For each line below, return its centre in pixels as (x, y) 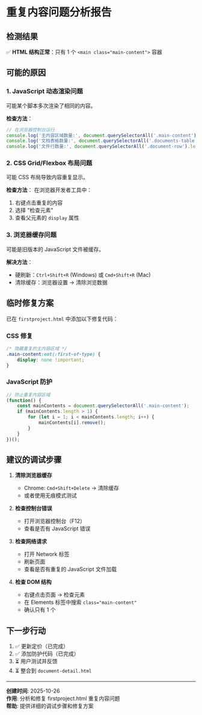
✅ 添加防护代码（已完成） (47, 654)
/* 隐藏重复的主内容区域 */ (37, 348)
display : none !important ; (51, 360)
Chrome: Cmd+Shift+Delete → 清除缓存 (71, 488)
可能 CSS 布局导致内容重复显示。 (47, 177)
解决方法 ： (20, 262)
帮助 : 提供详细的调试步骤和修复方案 (50, 706)
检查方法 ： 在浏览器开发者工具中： (49, 190)
